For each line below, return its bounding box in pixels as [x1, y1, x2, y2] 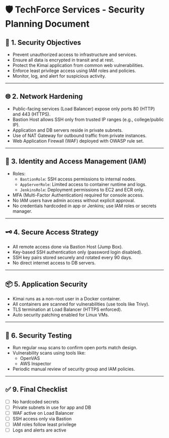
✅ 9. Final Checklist [5, 385, 68, 394]
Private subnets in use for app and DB [12, 404, 92, 410]
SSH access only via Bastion [12, 416, 72, 422]
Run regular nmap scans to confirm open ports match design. [12, 345, 137, 351]
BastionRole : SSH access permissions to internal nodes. [20, 176, 137, 182]
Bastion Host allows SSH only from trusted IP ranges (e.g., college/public [12, 116, 164, 122]
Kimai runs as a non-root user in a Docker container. [12, 296, 121, 302]
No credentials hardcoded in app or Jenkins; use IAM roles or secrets [12, 203, 157, 209]
